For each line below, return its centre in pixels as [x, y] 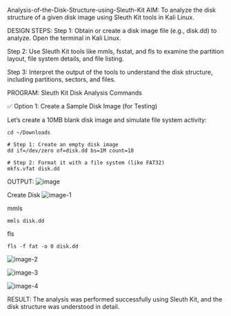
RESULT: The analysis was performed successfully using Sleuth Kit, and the [115, 299]
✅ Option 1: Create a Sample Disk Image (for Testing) [82, 106]
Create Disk [24, 195]
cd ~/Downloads [29, 132]
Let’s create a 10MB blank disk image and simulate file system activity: [107, 120]
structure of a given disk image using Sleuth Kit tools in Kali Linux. [101, 17]
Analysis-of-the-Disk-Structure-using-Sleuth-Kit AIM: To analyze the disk [112, 10]
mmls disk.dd [26, 221]
